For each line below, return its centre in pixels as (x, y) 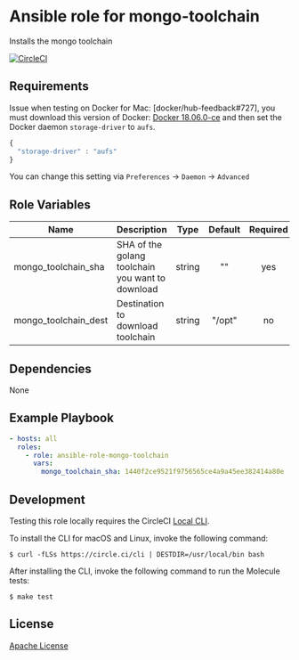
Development (48, 499)
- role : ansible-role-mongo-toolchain (97, 455)
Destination (140, 304)
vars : (43, 464)
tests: (19, 580)
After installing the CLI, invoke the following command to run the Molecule (145, 571)
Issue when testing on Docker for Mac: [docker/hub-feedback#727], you (142, 108)
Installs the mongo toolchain (61, 41)
